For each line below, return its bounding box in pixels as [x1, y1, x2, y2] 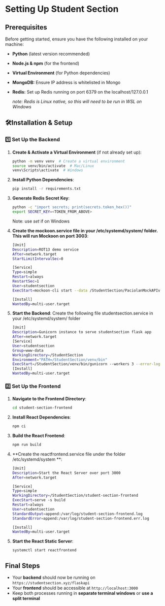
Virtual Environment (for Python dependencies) [12, 70, 110, 76]
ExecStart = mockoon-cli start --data [12, 288, 88, 293]
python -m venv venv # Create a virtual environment [12, 159, 125, 163]
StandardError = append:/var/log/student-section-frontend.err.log [12, 516, 149, 521]
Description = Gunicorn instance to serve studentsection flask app [12, 330, 152, 335]
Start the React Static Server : [12, 538, 74, 544]
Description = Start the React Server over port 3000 [12, 470, 121, 476]
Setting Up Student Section [5, 3, 119, 15]
